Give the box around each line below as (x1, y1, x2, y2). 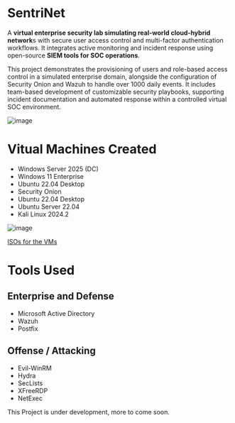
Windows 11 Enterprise (17, 172, 84, 180)
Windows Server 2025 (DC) (17, 165, 99, 173)
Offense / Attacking (7, 345, 96, 357)
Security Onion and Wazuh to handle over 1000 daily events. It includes (7, 79, 216, 88)
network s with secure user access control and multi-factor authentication (7, 35, 224, 44)
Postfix (17, 324, 38, 333)
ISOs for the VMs (7, 237, 58, 246)
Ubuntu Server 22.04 (17, 202, 80, 211)
